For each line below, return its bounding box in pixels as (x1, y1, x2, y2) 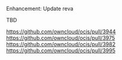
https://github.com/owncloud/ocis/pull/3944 (6, 28, 116, 35)
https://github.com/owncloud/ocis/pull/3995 (6, 47, 115, 54)
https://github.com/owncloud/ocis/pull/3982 (6, 41, 115, 48)
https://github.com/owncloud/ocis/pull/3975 (6, 34, 115, 41)
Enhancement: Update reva (6, 5, 74, 12)
